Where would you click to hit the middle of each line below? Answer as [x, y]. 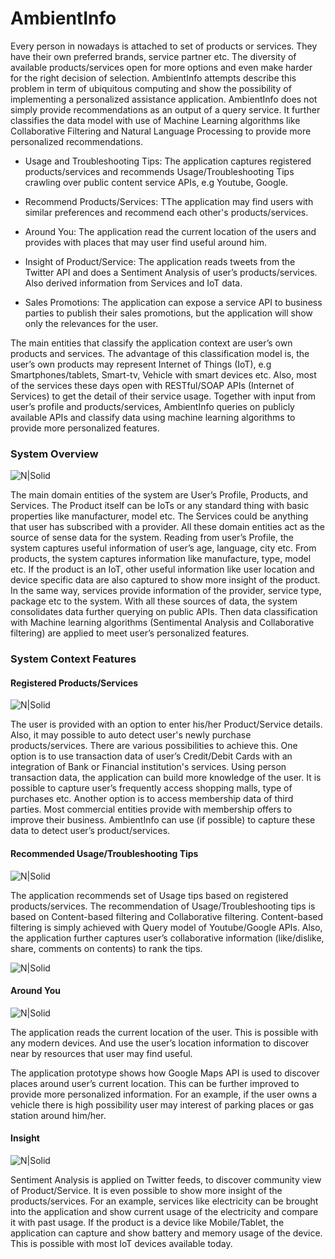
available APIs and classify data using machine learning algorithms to [153, 417]
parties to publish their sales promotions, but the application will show [168, 313]
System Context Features [73, 659]
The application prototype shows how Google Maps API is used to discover [165, 1073]
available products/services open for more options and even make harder [161, 67]
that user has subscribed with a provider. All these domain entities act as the [167, 527]
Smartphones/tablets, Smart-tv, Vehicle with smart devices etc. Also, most [163, 374]
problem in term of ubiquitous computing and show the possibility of [151, 88]
